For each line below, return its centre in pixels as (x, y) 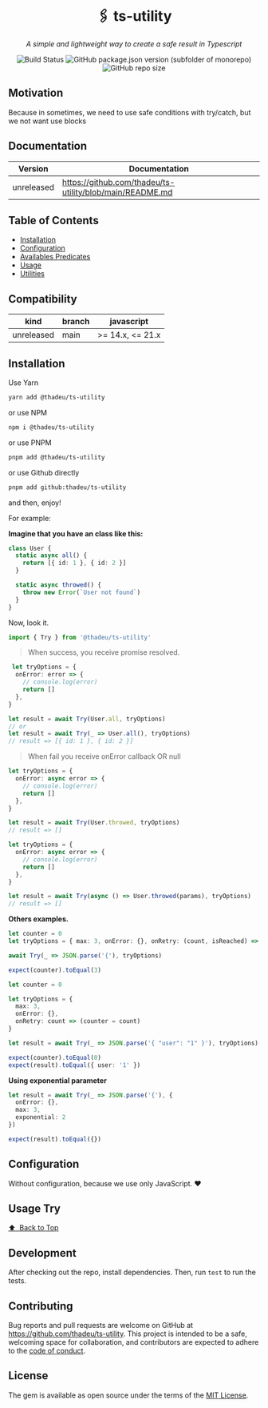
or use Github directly (44, 472)
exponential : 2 (41, 1117)
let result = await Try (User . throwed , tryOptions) (94, 823)
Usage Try (35, 1208)
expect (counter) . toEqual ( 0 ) (55, 1057)
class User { (30, 548)
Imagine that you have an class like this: (76, 533)
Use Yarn (24, 383)
